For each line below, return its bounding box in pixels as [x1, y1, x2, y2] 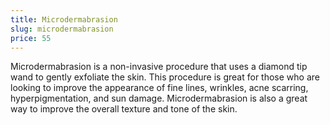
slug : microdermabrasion [10, 24, 114, 34]
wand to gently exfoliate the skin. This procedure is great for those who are [10, 71, 320, 83]
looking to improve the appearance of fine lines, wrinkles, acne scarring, [10, 82, 309, 94]
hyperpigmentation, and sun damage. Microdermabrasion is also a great [10, 92, 308, 105]
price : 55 [10, 33, 52, 43]
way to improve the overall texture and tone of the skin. [10, 103, 238, 115]
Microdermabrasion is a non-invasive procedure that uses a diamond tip [10, 61, 308, 73]
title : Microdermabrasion [10, 14, 118, 25]
